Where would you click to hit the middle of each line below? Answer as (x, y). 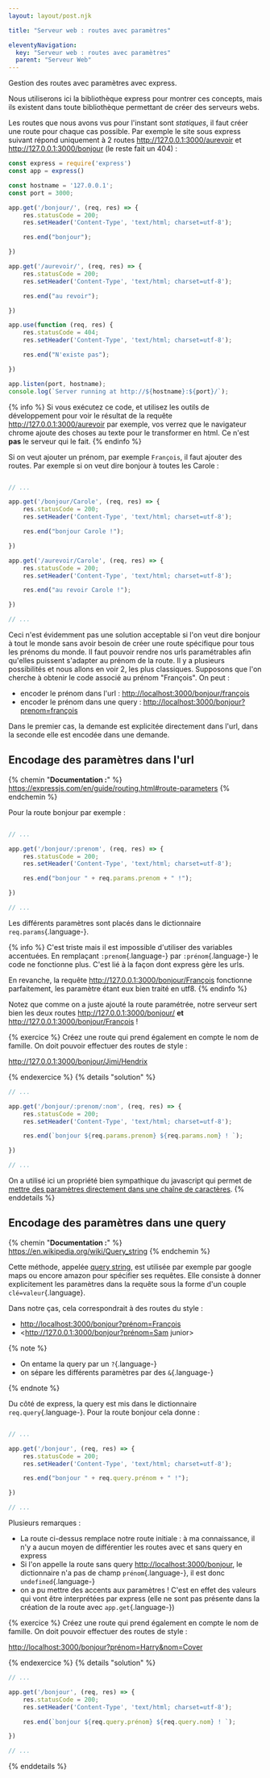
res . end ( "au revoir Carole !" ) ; (77, 591)
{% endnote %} (34, 1388)
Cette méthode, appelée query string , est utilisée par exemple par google (130, 1267)
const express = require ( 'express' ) (70, 164)
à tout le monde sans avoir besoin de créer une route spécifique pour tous (131, 643)
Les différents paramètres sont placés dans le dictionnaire (105, 923)
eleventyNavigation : (43, 45)
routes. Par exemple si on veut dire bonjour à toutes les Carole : (114, 465)
